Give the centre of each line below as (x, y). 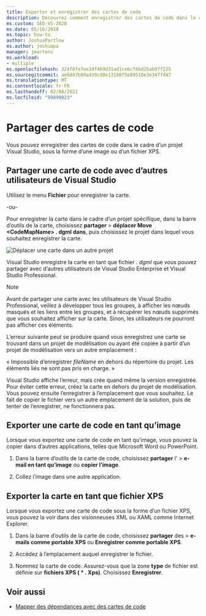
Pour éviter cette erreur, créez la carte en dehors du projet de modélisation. (102, 386)
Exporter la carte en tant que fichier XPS (85, 496)
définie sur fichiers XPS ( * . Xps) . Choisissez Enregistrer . (89, 572)
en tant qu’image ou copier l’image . (74, 465)
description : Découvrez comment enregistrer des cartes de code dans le (101, 18)
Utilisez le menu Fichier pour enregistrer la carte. (68, 195)
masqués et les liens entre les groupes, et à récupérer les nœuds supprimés (103, 312)
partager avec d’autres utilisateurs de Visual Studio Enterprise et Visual (96, 268)
